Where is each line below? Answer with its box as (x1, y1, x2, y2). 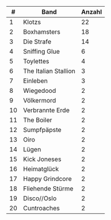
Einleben (23, 77, 48, 85)
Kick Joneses (23, 155, 62, 163)
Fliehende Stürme (23, 184, 74, 192)
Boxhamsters (23, 28, 60, 36)
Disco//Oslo (23, 194, 57, 203)
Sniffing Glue (23, 48, 60, 55)
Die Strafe (23, 37, 52, 46)
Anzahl (81, 8, 103, 16)
